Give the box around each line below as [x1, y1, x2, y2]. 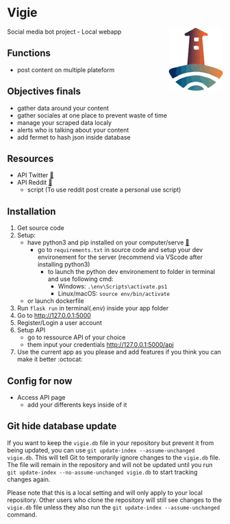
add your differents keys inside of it [27, 400, 127, 409]
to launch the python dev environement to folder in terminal [47, 268, 216, 276]
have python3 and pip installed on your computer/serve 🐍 [27, 238, 190, 247]
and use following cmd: [47, 275, 114, 283]
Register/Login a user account [16, 319, 103, 327]
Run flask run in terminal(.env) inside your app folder [16, 304, 169, 312]
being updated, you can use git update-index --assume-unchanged [7, 446, 195, 454]
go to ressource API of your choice [27, 333, 126, 341]
